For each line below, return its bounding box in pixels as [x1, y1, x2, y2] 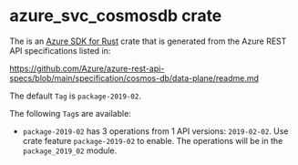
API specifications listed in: [9, 45, 111, 56]
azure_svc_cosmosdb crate [9, 5, 222, 26]
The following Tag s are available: [9, 108, 132, 119]
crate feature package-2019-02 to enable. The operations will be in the [22, 135, 283, 146]
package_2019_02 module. [22, 145, 118, 156]
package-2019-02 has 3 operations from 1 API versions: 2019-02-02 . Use [22, 125, 289, 137]
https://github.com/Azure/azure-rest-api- [9, 63, 165, 74]
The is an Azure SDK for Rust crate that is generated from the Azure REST [9, 36, 287, 46]
